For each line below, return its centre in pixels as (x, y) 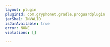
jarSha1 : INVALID (23, 19)
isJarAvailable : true (27, 23)
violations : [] (21, 33)
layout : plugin (21, 10)
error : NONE (17, 28)
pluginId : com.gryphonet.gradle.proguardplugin (55, 14)
